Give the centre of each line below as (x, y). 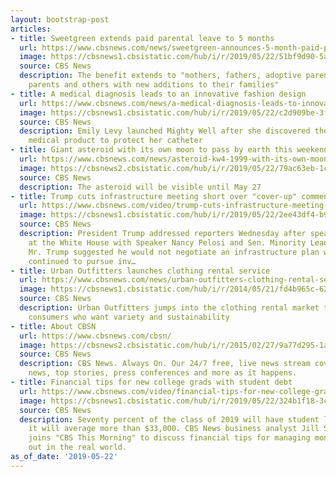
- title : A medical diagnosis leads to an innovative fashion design (158, 94)
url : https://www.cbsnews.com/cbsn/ (95, 336)
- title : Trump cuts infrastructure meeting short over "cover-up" (154, 196)
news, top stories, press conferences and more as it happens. (163, 373)
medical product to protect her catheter (115, 141)
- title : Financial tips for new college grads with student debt (151, 382)
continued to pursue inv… (82, 261)
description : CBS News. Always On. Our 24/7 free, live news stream (165, 364)
